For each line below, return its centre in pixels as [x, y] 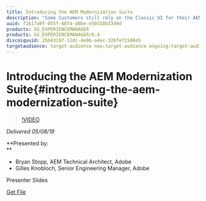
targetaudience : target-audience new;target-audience [77, 47]
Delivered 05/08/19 [31, 131]
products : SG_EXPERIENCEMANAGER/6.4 [53, 35]
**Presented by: [28, 143]
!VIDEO [30, 119]
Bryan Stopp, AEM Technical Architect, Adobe [73, 161]
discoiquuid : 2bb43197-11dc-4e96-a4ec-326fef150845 [74, 40]
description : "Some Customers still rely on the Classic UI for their [98, 18]
